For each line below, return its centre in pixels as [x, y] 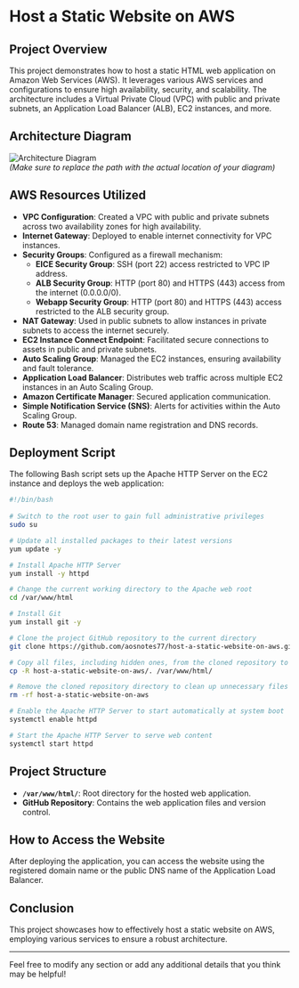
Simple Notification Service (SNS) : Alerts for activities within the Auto [151, 406]
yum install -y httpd [49, 573]
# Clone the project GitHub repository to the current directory [133, 638]
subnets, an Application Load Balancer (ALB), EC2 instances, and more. [141, 108]
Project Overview [58, 49]
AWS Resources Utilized [78, 195]
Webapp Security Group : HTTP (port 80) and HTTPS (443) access [158, 302]
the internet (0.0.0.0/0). [78, 292]
